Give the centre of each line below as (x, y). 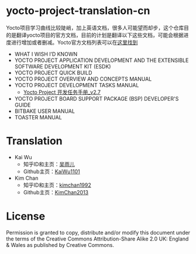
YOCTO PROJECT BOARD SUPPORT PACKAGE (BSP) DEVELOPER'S (97, 98)
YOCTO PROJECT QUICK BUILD (53, 73)
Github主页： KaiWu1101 (51, 171)
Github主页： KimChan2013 (56, 192)
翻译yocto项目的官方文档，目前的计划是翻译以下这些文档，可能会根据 (100, 35)
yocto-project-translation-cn (78, 11)
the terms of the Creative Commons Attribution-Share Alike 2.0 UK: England (97, 239)
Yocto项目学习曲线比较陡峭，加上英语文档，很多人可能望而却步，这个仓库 (95, 28)
